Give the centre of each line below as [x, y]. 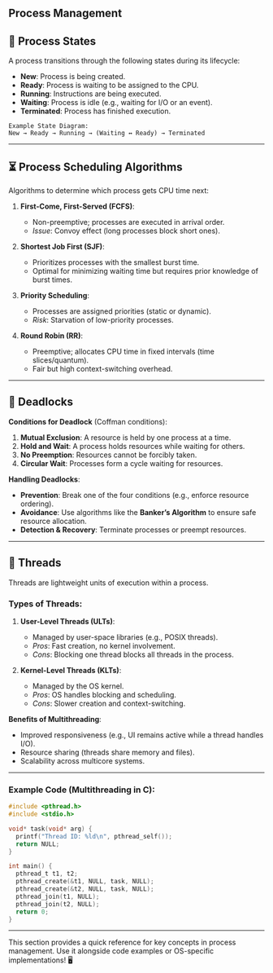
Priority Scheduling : [54, 296]
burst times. [52, 280]
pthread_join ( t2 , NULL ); [58, 904]
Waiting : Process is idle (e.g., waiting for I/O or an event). [116, 103]
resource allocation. [53, 521]
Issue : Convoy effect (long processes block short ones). [126, 231]
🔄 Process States [52, 41]
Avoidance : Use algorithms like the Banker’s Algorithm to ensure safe [138, 512]
